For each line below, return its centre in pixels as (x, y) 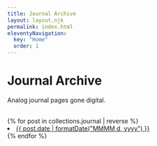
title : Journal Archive (42, 14)
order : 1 (26, 46)
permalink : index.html (40, 27)
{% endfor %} (27, 136)
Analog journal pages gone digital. (57, 100)
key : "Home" (31, 40)
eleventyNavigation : (37, 33)
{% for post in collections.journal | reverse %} (73, 121)
